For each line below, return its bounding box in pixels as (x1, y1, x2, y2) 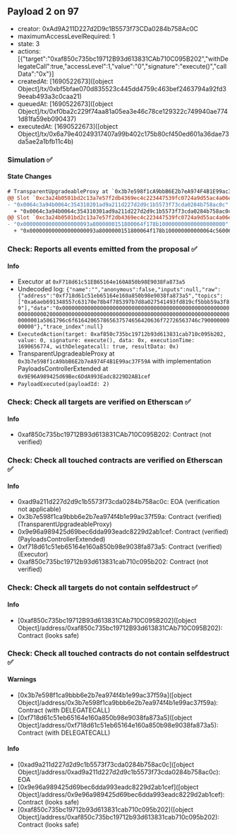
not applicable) (17, 505, 61, 513)
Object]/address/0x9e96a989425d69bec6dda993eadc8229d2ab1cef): (17, 790, 225, 798)
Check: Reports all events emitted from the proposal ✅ (7, 244, 197, 254)
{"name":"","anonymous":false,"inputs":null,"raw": (66, 286, 221, 293)
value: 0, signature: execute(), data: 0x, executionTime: (17, 337, 195, 344)
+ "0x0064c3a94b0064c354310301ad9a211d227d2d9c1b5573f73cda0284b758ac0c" (13, 208, 235, 215)
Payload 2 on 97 (7, 6, 79, 18)
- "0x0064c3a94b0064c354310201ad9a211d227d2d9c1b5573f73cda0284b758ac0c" (7, 201, 229, 208)
